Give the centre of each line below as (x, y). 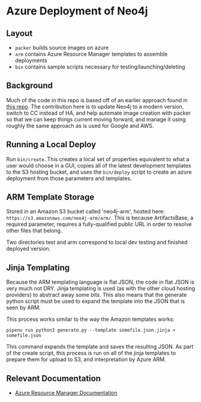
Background (29, 86)
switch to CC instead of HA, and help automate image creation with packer (98, 113)
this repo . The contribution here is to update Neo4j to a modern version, (95, 106)
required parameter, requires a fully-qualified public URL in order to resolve (99, 224)
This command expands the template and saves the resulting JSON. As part (100, 347)
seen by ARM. (23, 308)
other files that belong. (34, 231)
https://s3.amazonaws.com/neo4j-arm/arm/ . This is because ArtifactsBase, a (100, 218)
